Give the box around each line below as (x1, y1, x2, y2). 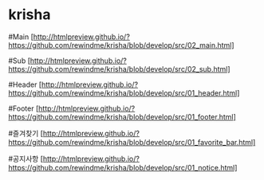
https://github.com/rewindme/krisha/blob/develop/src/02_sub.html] (8, 64, 231, 73)
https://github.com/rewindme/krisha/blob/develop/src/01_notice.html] (8, 162, 238, 172)
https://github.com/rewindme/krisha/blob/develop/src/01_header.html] (8, 88, 240, 97)
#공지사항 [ (8, 154, 44, 163)
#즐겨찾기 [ (8, 128, 44, 138)
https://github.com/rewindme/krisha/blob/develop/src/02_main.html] (8, 40, 234, 49)
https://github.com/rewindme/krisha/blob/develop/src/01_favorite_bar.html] (8, 137, 256, 147)
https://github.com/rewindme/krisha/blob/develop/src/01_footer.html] (8, 112, 237, 121)
